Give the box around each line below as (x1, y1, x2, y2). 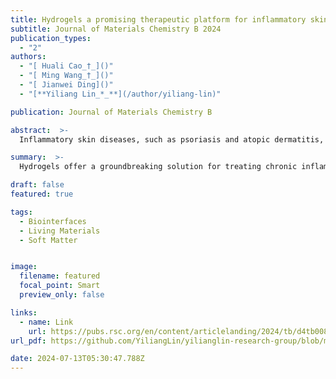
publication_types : (10, 33, 92, 43)
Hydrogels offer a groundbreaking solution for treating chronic (19, 162, 298, 172)
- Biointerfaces (19, 216, 87, 226)
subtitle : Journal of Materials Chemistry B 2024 (10, 24, 222, 34)
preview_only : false (19, 290, 105, 300)
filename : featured (19, 271, 101, 281)
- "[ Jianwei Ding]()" (19, 80, 114, 90)
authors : (10, 52, 47, 62)
